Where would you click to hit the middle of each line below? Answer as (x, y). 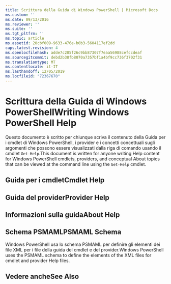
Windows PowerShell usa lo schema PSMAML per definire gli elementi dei (83, 244)
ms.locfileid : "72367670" (33, 76)
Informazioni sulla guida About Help (63, 215)
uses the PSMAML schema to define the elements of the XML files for (78, 255)
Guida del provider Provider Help (57, 197)
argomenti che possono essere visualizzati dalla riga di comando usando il (83, 148)
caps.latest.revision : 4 (32, 48)
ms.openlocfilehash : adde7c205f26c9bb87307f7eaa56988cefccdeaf (74, 52)
